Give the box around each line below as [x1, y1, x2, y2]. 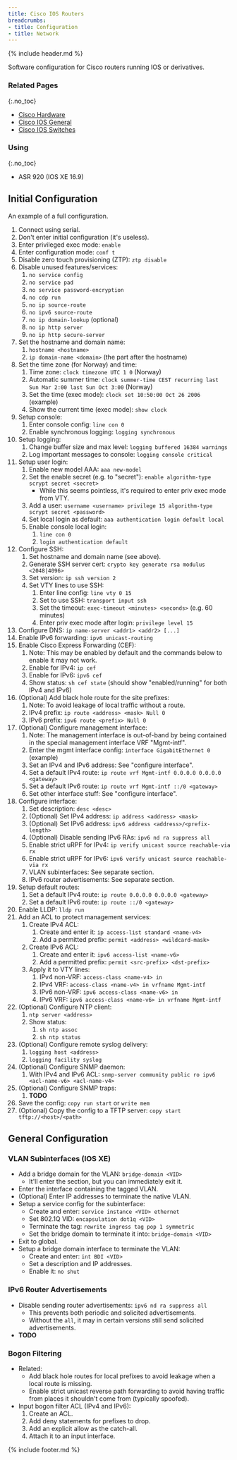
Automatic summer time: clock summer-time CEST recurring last [28, 375, 219, 384]
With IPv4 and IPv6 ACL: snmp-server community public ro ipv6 [28, 1069, 216, 1079]
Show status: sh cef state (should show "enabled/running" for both [28, 678, 228, 687]
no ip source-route [28, 301, 87, 309]
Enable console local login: [28, 522, 107, 531]
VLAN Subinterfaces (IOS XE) [8, 1153, 111, 1163]
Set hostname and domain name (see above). [28, 552, 162, 560]
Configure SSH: [18, 544, 64, 553]
